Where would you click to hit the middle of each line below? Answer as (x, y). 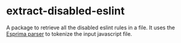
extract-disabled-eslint (66, 11)
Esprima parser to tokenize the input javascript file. (69, 33)
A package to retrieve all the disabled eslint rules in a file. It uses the (91, 27)
